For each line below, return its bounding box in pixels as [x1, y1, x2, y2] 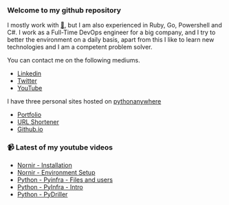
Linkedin [17, 69, 42, 77]
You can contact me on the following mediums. [7, 56, 140, 64]
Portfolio [17, 110, 42, 119]
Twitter [17, 77, 38, 85]
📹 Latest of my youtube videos [7, 143, 113, 152]
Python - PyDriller [17, 190, 68, 198]
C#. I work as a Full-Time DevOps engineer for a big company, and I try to [7, 28, 216, 36]
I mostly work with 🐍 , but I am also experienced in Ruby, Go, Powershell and [7, 21, 222, 29]
